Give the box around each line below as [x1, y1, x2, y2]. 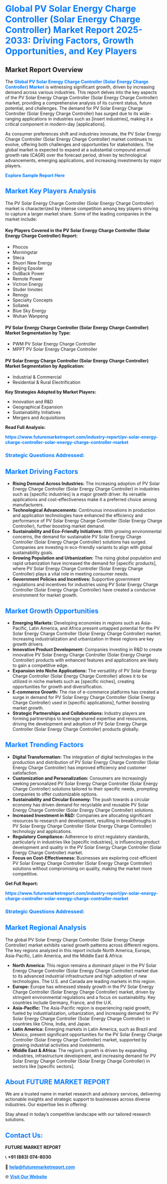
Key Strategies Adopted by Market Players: [5, 389, 97, 395]
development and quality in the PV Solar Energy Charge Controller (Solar [12, 844, 162, 850]
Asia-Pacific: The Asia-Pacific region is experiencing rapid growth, [12, 1004, 151, 1010]
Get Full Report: [5, 880, 38, 886]
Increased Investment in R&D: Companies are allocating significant [12, 812, 152, 818]
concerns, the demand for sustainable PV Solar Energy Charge [12, 533, 142, 540]
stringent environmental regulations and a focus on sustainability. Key [12, 994, 156, 1000]
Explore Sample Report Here [5, 172, 65, 178]
